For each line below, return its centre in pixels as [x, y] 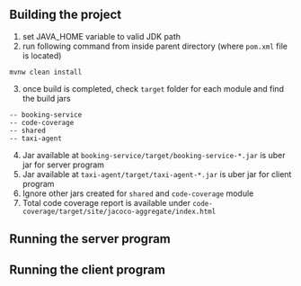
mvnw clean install [46, 72]
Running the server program [90, 239]
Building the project [66, 15]
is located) [42, 55]
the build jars [46, 98]
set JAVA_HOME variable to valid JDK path [102, 36]
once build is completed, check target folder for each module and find [153, 88]
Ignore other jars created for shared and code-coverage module [138, 193]
